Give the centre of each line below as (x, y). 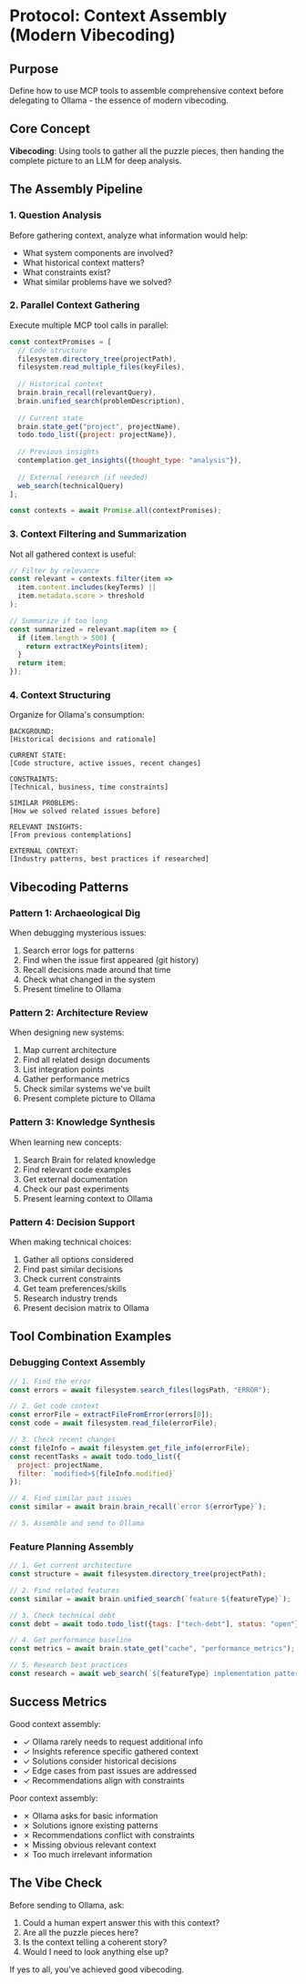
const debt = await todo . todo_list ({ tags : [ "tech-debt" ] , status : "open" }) (156, 1624)
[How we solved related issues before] (85, 812)
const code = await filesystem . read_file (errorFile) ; (114, 1423)
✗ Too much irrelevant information (87, 1854)
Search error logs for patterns (78, 951)
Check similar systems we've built (87, 1089)
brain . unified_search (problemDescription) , (101, 401)
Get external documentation (75, 1179)
